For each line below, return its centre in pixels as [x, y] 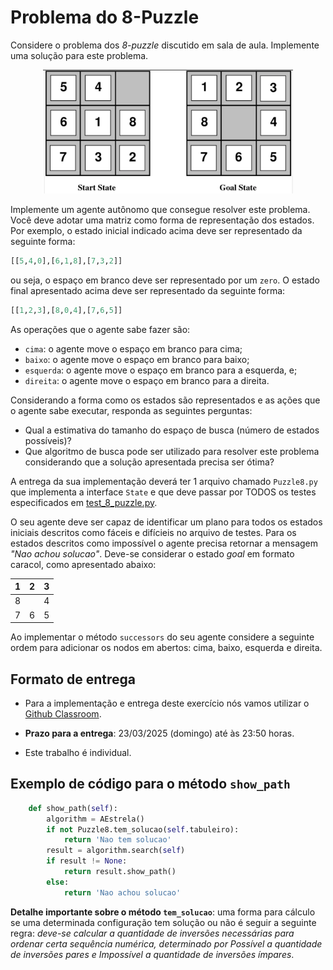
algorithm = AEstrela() [95, 819]
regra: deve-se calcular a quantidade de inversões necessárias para [152, 933]
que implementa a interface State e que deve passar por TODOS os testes [163, 492]
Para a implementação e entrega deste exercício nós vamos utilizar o [167, 703]
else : [58, 882]
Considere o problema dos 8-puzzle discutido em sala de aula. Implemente [165, 45]
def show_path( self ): [73, 808]
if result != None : [87, 861]
